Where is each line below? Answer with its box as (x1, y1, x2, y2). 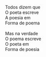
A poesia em (5, 15, 31, 20)
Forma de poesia (5, 47, 40, 52)
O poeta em (5, 41, 29, 47)
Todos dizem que (5, 4, 41, 10)
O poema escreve (5, 36, 42, 42)
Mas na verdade (5, 31, 38, 36)
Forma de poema (5, 20, 40, 26)
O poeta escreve (5, 9, 39, 15)
